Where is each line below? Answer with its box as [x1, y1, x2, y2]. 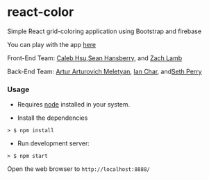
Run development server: [17, 139, 90, 147]
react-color [7, 4, 74, 20]
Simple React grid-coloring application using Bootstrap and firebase [7, 27, 202, 35]
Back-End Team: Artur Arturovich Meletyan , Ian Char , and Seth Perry [7, 67, 203, 75]
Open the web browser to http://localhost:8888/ [7, 165, 151, 173]
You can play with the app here [7, 40, 96, 48]
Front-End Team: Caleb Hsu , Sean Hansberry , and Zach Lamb [7, 53, 183, 62]
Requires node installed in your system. [17, 100, 131, 109]
